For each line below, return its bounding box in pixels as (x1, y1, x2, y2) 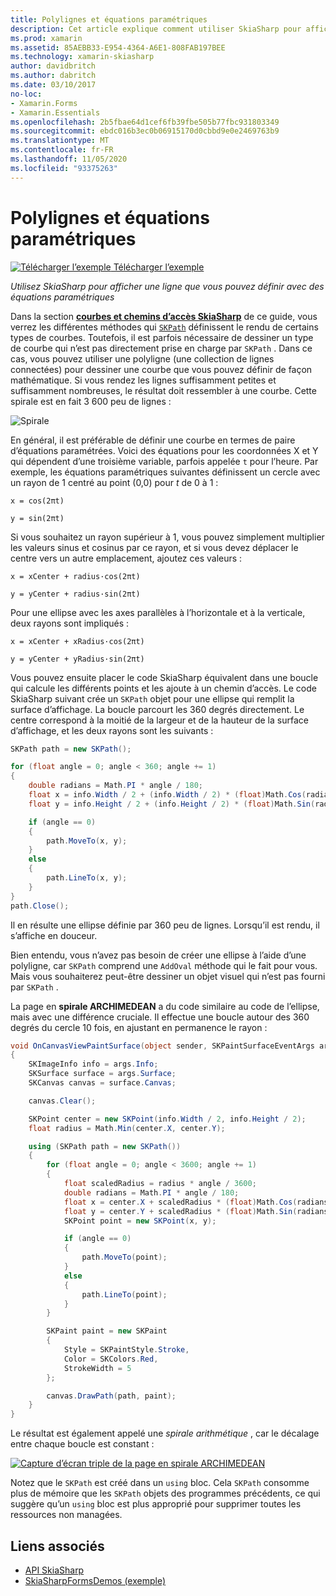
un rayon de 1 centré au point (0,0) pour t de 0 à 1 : (10, 476, 219, 488)
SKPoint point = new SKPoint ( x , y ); (63, 1216, 217, 1226)
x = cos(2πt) (10, 496, 65, 506)
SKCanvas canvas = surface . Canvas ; (28, 1078, 177, 1088)
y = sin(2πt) (10, 513, 65, 523)
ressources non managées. (10, 1509, 123, 1521)
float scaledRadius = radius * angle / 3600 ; (63, 1179, 257, 1189)
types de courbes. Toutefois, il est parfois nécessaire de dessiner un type (10, 331, 314, 343)
